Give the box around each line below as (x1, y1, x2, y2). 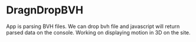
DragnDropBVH (6, 3, 84, 17)
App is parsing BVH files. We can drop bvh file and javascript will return (6, 23, 180, 30)
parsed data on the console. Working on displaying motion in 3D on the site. (6, 29, 191, 36)
